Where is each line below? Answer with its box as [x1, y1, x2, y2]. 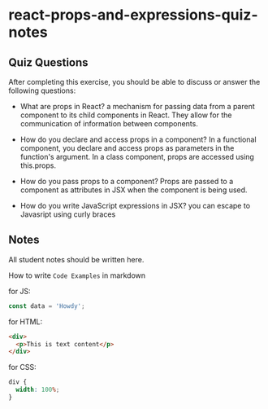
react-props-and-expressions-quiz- [8, 6, 258, 24]
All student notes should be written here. [8, 254, 145, 264]
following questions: [8, 86, 76, 95]
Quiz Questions [8, 55, 89, 69]
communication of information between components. [19, 119, 199, 128]
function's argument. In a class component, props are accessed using [19, 152, 254, 161]
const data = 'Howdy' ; [8, 301, 85, 310]
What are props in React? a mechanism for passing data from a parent [19, 102, 256, 111]
